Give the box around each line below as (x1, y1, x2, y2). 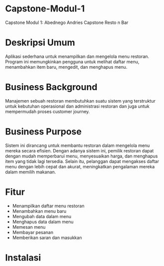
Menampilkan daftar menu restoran (12, 203, 84, 209)
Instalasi (5, 252, 41, 263)
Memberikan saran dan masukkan (12, 235, 82, 241)
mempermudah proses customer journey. (5, 108, 90, 115)
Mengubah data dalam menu (12, 213, 72, 219)
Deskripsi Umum (5, 37, 76, 48)
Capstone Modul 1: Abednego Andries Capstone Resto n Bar (5, 19, 129, 25)
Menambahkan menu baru (12, 208, 67, 214)
